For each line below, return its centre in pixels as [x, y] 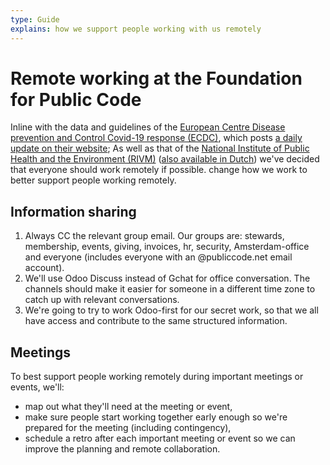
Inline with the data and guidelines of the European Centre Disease [148, 127]
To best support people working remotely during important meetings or [157, 377]
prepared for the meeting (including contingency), [128, 428]
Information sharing [73, 211]
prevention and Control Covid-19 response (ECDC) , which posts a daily [156, 138]
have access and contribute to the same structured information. [156, 321]
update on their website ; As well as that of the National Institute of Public [160, 148]
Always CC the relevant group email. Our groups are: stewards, [154, 236]
